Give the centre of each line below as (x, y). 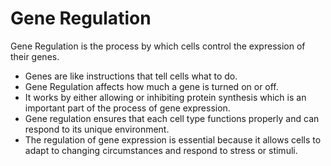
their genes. (35, 56)
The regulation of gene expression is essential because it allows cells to (173, 139)
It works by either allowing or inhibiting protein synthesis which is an (165, 97)
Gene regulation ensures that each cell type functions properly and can (172, 118)
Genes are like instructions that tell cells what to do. (131, 76)
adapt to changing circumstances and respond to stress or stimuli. (161, 150)
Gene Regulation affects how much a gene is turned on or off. (151, 86)
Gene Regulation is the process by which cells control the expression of (158, 46)
